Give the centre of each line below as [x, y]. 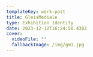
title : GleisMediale [32, 17]
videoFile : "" [29, 39]
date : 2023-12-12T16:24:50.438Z [46, 28]
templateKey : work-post [36, 12]
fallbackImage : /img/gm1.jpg [48, 45]
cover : [14, 34]
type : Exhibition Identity [40, 23]
